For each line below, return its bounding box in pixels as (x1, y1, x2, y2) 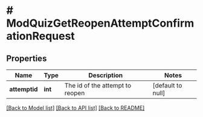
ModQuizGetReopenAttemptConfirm (6, 16, 195, 30)
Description (88, 71, 123, 79)
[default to (152, 81, 182, 89)
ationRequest (6, 30, 76, 43)
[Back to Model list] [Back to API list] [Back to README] (6, 104, 145, 112)
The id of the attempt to (64, 81, 132, 89)
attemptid (9, 85, 38, 93)
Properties (6, 53, 47, 63)
